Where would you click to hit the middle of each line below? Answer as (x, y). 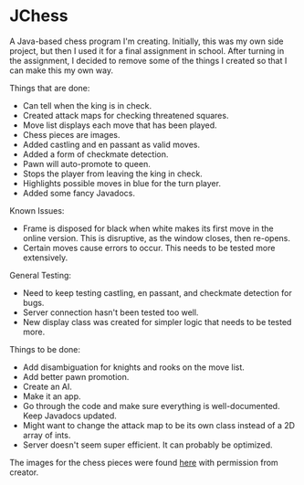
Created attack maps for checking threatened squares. (126, 115)
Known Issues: (37, 210)
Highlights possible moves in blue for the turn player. (122, 183)
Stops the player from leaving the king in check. (112, 174)
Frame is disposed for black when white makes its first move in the (148, 228)
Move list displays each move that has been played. (120, 125)
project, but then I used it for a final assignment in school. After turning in (147, 50)
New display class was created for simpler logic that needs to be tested (157, 322)
